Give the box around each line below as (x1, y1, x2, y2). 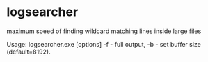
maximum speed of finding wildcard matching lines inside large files (6, 27, 202, 35)
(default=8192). (6, 48, 51, 56)
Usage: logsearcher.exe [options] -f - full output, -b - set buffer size (6, 40, 201, 48)
